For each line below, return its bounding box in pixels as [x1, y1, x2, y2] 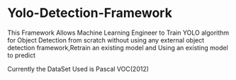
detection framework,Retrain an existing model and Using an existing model [7, 43, 228, 52]
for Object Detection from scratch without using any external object [7, 35, 205, 44]
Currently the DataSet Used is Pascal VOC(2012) [7, 64, 150, 73]
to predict [7, 51, 36, 59]
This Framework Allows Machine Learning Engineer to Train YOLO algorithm [7, 28, 230, 37]
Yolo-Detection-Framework [7, 5, 172, 21]
